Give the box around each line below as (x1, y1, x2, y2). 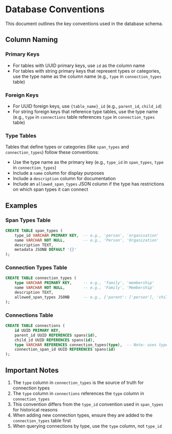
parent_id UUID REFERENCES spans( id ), (14, 333, 97, 338)
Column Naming (5, 35, 58, 44)
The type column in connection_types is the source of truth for (12, 379, 144, 385)
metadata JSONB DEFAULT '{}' (14, 247, 77, 252)
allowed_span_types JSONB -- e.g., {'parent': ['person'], (14, 294, 155, 300)
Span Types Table (5, 216, 51, 224)
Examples (5, 201, 37, 210)
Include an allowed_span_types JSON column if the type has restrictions (12, 181, 165, 187)
